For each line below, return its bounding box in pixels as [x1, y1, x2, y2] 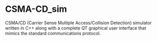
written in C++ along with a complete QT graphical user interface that [5, 25, 147, 31]
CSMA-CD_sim [5, 3, 68, 15]
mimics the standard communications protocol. [5, 30, 101, 36]
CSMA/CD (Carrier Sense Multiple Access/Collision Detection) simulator [5, 20, 152, 26]
